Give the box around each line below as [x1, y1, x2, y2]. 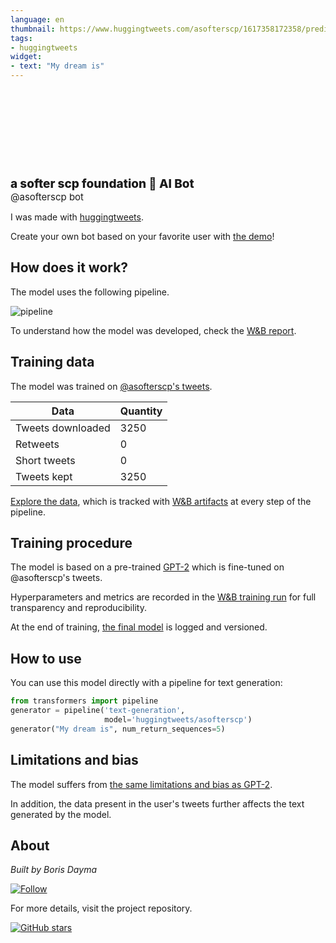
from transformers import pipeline [10, 696, 159, 706]
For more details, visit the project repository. [10, 902, 193, 915]
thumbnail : [10, 24, 56, 34]
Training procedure [10, 535, 133, 552]
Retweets [15, 437, 60, 451]
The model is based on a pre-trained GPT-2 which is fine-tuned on [10, 561, 285, 573]
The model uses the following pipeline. [10, 286, 170, 298]
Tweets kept [15, 469, 73, 483]
